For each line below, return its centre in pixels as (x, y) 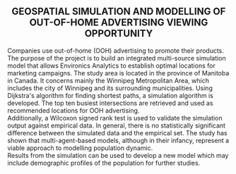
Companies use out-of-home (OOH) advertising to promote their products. (116, 50)
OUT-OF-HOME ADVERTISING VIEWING (119, 23)
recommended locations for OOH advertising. (73, 110)
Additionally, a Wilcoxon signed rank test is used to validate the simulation (115, 118)
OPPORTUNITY (119, 33)
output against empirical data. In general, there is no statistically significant (117, 125)
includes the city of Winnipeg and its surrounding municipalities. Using (110, 88)
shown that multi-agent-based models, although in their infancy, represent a (118, 140)
